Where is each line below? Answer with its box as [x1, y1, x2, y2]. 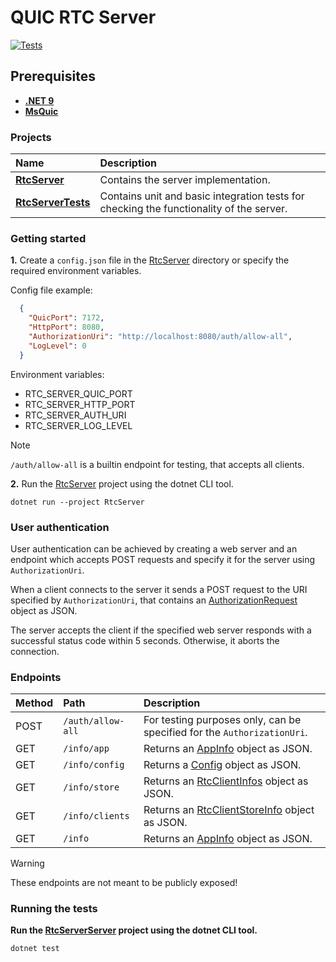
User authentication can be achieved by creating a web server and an [10, 542, 298, 555]
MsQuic [24, 105, 59, 117]
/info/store [63, 782, 120, 793]
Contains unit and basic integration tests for [99, 189, 305, 203]
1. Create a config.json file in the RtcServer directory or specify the [10, 254, 290, 266]
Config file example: [10, 284, 93, 296]
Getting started [10, 231, 87, 245]
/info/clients [63, 811, 130, 822]
